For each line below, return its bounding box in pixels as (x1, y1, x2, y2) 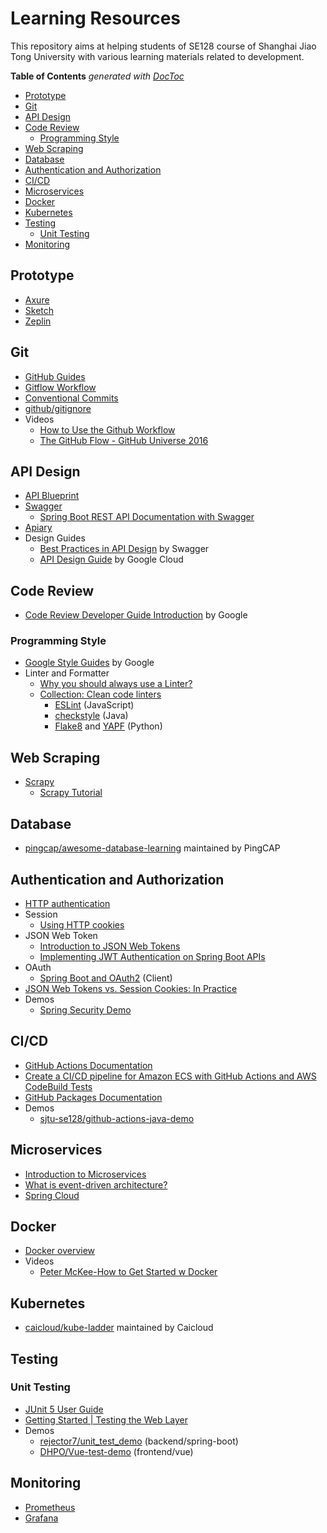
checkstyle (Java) (54, 710, 129, 722)
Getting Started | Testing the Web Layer (24, 1413, 189, 1426)
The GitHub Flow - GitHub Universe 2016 (39, 434, 209, 446)
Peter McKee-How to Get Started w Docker (39, 1266, 218, 1278)
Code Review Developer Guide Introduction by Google (24, 609, 248, 621)
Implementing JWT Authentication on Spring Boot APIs (39, 950, 266, 962)
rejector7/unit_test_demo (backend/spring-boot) (39, 1435, 239, 1447)
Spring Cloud (24, 1189, 80, 1201)
